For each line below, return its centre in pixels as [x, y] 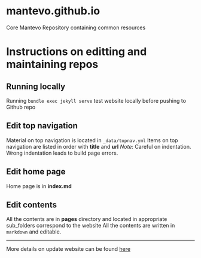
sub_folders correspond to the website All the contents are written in [91, 226]
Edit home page [36, 172]
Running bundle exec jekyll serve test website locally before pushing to [96, 100]
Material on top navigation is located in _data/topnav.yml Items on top [92, 140]
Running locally [36, 86]
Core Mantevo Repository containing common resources [76, 27]
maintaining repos [52, 64]
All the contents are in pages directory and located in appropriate [87, 219]
